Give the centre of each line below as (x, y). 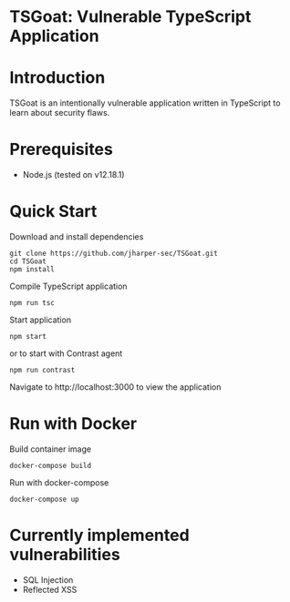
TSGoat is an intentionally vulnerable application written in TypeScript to (145, 103)
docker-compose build (51, 465)
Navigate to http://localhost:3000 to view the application (115, 387)
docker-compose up (44, 499)
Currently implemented (99, 536)
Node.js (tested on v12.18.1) (73, 175)
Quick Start (53, 212)
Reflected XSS (50, 589)
